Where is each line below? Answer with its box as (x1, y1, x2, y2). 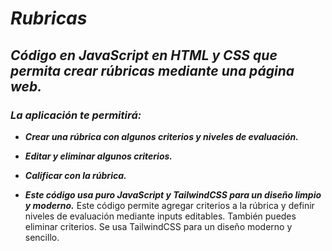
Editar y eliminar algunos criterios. (24, 150, 173, 162)
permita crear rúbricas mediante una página (10, 62, 295, 79)
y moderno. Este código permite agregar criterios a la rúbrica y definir (24, 199, 315, 211)
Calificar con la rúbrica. (24, 169, 127, 181)
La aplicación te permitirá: (10, 108, 142, 122)
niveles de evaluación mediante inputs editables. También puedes (24, 210, 297, 222)
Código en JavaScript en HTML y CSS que (10, 47, 278, 64)
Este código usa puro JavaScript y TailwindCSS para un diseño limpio (24, 188, 322, 201)
